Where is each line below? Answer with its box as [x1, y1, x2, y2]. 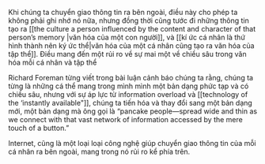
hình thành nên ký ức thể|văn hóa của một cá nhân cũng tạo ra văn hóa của [8, 41, 255, 50]
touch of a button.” [8, 123, 70, 132]
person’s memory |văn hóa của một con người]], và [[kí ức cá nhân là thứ [8, 32, 245, 42]
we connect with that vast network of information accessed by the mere [8, 115, 243, 124]
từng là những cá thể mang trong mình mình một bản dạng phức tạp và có [8, 81, 249, 91]
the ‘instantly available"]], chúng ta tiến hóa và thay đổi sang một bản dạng [8, 99, 253, 107]
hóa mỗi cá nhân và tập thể [8, 58, 97, 67]
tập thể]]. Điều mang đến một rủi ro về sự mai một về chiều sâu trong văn [8, 50, 247, 58]
